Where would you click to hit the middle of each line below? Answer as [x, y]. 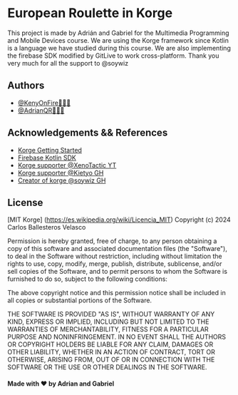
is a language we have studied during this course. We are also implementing [119, 48]
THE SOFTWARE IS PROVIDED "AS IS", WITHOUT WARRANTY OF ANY [111, 314]
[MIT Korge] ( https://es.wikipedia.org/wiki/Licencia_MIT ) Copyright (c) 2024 [119, 220]
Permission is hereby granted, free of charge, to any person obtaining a [112, 241]
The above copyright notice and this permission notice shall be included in [117, 293]
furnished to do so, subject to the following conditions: [87, 279]
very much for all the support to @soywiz [68, 63]
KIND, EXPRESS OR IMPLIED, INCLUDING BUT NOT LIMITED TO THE [108, 322]
